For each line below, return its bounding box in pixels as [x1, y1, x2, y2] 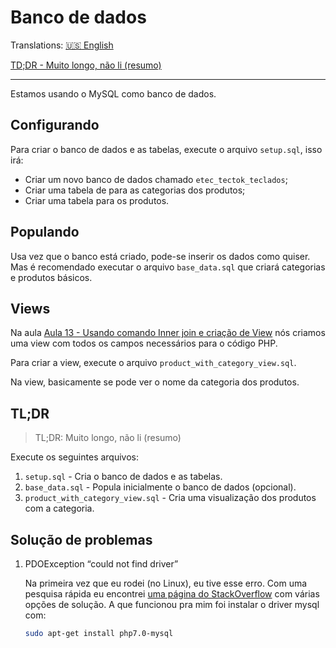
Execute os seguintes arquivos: [10, 451, 140, 463]
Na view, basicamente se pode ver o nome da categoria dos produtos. [10, 376, 300, 388]
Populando [10, 224, 80, 241]
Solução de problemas [10, 531, 153, 548]
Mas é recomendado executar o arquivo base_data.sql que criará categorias [10, 261, 326, 273]
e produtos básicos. [10, 271, 93, 283]
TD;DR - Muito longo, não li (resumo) [10, 59, 162, 71]
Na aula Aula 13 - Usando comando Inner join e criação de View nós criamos [10, 327, 326, 339]
